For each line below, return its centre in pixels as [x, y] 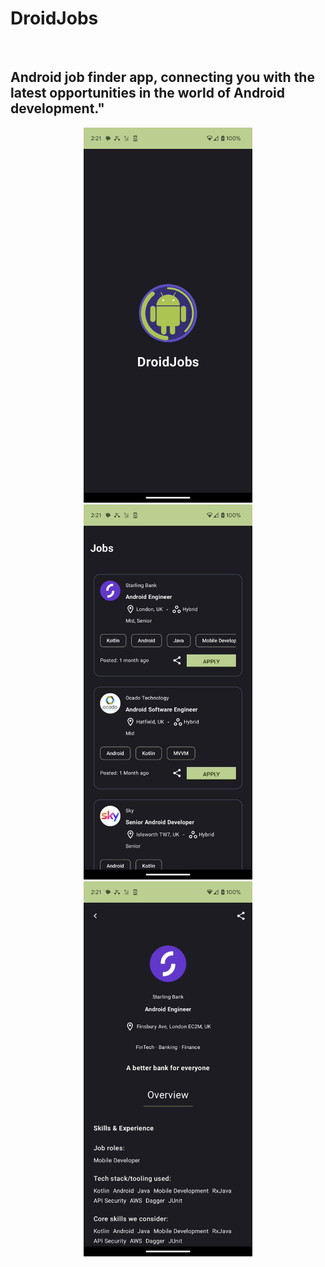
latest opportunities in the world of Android [147, 93]
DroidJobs [54, 18]
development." [57, 108]
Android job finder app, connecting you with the [162, 77]
